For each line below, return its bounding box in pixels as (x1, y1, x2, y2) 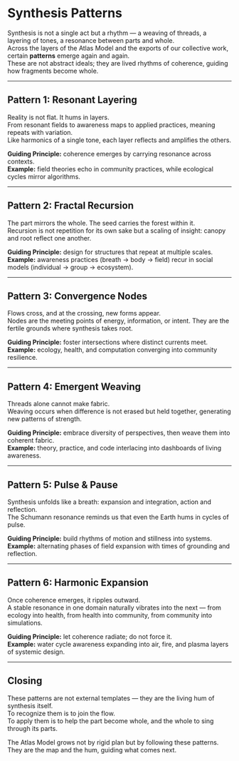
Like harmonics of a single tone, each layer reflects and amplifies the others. (7, 136, 232, 144)
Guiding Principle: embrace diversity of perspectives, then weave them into (7, 428, 230, 437)
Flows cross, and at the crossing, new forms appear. (7, 309, 161, 318)
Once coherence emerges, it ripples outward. (7, 595, 141, 604)
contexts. (7, 157, 35, 166)
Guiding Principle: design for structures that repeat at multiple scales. (7, 248, 213, 256)
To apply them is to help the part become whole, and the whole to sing (7, 716, 214, 725)
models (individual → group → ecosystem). (7, 263, 134, 271)
